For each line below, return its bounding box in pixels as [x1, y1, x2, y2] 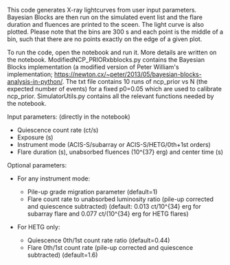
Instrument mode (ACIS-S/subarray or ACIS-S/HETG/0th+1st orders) [16, 141, 211, 148]
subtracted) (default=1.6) [27, 251, 98, 259]
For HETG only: [16, 223, 60, 231]
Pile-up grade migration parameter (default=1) [27, 188, 158, 196]
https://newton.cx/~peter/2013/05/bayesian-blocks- [54, 70, 203, 78]
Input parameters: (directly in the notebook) [7, 113, 130, 121]
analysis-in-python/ [7, 78, 63, 85]
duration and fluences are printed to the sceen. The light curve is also [7, 21, 205, 28]
